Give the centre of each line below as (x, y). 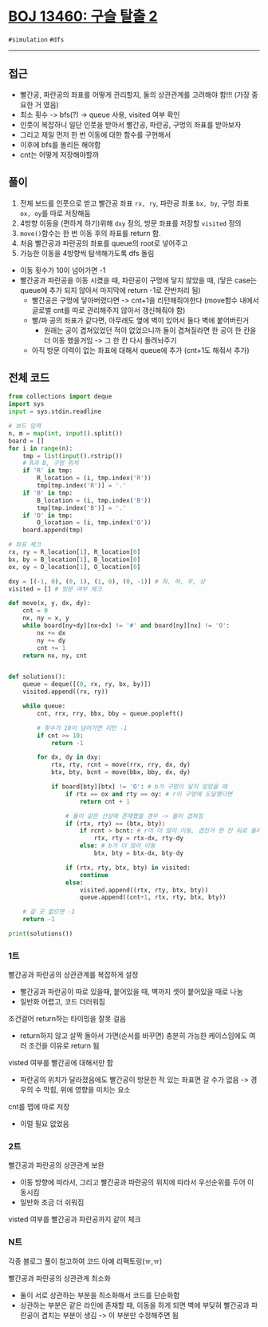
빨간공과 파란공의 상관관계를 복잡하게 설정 (73, 975)
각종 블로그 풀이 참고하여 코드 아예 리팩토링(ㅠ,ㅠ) (85, 1261)
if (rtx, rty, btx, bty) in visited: (128, 868)
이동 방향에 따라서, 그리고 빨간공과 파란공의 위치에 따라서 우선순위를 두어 (132, 1182)
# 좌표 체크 (25, 545)
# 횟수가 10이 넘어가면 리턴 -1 (82, 728)
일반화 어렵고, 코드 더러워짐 (63, 1002)
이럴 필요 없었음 (44, 1124)
